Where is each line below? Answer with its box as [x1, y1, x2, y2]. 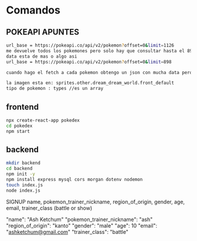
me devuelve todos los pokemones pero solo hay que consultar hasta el [6, 48, 185, 53]
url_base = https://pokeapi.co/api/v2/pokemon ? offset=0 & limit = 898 [6, 59, 172, 65]
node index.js [6, 188, 41, 193]
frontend [6, 102, 39, 112]
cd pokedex [6, 123, 33, 129]
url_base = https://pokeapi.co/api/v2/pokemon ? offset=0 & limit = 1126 [6, 42, 175, 48]
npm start [6, 128, 30, 134]
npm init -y [6, 171, 35, 177]
